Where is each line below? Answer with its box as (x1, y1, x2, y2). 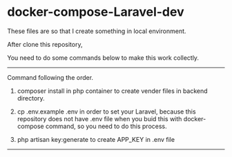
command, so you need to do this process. (45, 122, 167, 130)
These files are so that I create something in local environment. (7, 27, 186, 35)
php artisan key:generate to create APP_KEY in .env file (17, 135, 175, 143)
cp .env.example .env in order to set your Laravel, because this (17, 107, 196, 116)
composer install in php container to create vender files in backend (17, 87, 209, 95)
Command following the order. (7, 73, 94, 81)
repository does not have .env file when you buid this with (17, 114, 182, 123)
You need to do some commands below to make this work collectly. (7, 53, 199, 62)
